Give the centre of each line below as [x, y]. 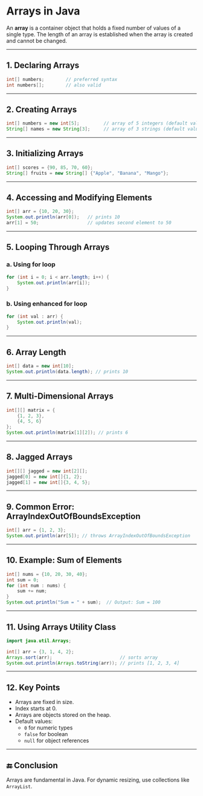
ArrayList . [19, 786]
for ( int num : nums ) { [36, 586]
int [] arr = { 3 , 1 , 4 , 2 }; [40, 651]
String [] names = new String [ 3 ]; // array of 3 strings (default [96, 129]
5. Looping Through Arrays [58, 247]
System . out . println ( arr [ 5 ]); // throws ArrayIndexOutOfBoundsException [98, 536]
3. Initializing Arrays [45, 153]
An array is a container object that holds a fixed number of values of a [94, 28]
